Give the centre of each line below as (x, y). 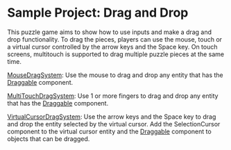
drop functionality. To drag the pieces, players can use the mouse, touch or (115, 39)
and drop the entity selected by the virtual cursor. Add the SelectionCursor (114, 124)
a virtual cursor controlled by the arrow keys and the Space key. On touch (112, 47)
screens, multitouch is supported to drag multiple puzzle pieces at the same (115, 54)
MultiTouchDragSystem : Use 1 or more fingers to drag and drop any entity (113, 96)
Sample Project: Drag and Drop (98, 13)
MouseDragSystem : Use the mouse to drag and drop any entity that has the (115, 75)
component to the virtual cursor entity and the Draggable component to (109, 131)
